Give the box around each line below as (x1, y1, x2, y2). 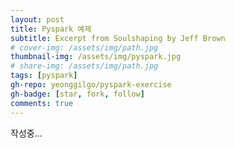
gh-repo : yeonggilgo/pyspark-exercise (10, 80, 172, 90)
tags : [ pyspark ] (10, 71, 78, 81)
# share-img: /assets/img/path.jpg (10, 61, 159, 71)
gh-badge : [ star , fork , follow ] (10, 89, 145, 99)
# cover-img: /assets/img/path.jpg (10, 42, 159, 53)
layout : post (10, 14, 65, 25)
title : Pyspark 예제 (10, 24, 92, 34)
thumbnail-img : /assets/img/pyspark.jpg (10, 52, 182, 62)
